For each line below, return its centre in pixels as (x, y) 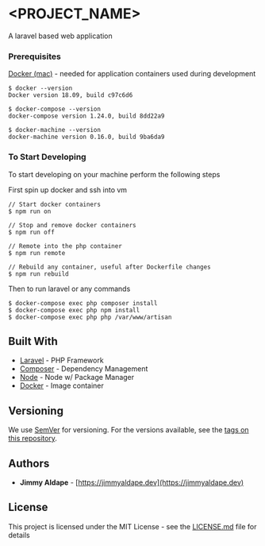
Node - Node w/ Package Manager (77, 378)
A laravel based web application (60, 36)
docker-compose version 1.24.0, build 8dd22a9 (86, 116)
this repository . (33, 439)
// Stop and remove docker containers (72, 225)
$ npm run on (30, 211)
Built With (33, 341)
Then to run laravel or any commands (69, 288)
